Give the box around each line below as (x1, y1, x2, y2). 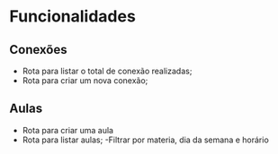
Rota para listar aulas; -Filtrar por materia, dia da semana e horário (22, 134, 270, 145)
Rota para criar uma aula (22, 124, 114, 135)
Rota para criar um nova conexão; (22, 75, 148, 86)
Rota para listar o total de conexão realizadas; (22, 65, 193, 76)
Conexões (9, 42, 67, 57)
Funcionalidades (9, 6, 137, 27)
